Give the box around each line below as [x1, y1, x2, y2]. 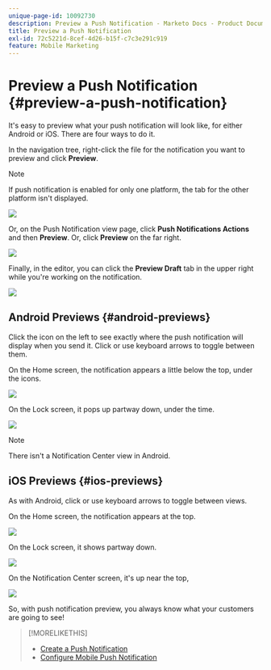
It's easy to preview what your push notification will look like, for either [8, 120, 243, 130]
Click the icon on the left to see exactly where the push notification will [8, 332, 244, 342]
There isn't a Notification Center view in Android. [8, 450, 171, 461]
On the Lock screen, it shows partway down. [8, 542, 157, 552]
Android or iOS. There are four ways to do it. [8, 129, 156, 139]
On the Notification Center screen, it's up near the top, [8, 573, 190, 583]
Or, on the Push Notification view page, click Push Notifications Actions [8, 224, 250, 234]
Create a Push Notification [40, 643, 128, 653]
